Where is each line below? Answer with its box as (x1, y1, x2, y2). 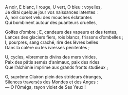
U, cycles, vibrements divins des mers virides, (5, 54, 97, 60)
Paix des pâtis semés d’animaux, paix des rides (5, 59, 100, 65)
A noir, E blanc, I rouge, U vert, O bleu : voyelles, (5, 4, 102, 10)
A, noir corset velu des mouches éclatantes (5, 15, 92, 20)
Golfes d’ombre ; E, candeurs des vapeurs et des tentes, (5, 29, 118, 35)
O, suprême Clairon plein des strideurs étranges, (5, 74, 102, 79)
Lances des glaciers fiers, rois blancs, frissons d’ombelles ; (5, 34, 124, 40)
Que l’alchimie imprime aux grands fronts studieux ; (5, 64, 109, 70)
